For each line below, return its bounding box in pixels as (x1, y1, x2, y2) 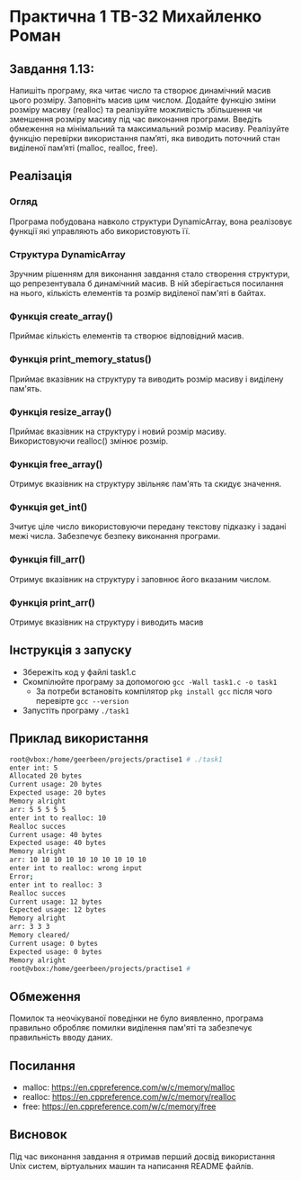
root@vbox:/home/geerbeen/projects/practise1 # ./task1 (9, 754, 223, 764)
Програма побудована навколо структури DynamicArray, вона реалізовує (9, 216, 293, 227)
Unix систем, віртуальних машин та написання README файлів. (9, 1160, 254, 1171)
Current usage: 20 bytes (9, 780, 102, 789)
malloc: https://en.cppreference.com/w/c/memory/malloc (22, 1082, 235, 1093)
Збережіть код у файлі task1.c (22, 666, 137, 677)
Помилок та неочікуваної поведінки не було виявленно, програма (9, 1013, 264, 1023)
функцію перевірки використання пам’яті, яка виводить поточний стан (9, 133, 280, 143)
